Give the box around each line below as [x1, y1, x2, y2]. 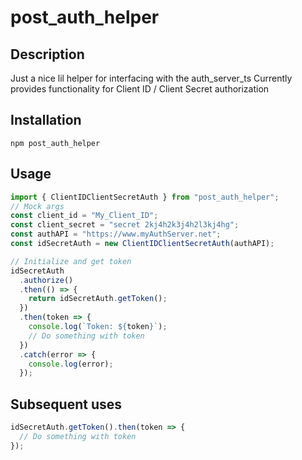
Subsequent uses [10, 396, 122, 413]
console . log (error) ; [28, 359, 114, 369]
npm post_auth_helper [10, 138, 101, 148]
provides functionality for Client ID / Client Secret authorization [10, 83, 270, 95]
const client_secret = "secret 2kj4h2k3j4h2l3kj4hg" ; [10, 220, 240, 230]
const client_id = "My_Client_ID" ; [10, 211, 159, 221]
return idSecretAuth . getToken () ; [28, 294, 168, 304]
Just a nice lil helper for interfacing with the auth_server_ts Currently [10, 72, 293, 84]
